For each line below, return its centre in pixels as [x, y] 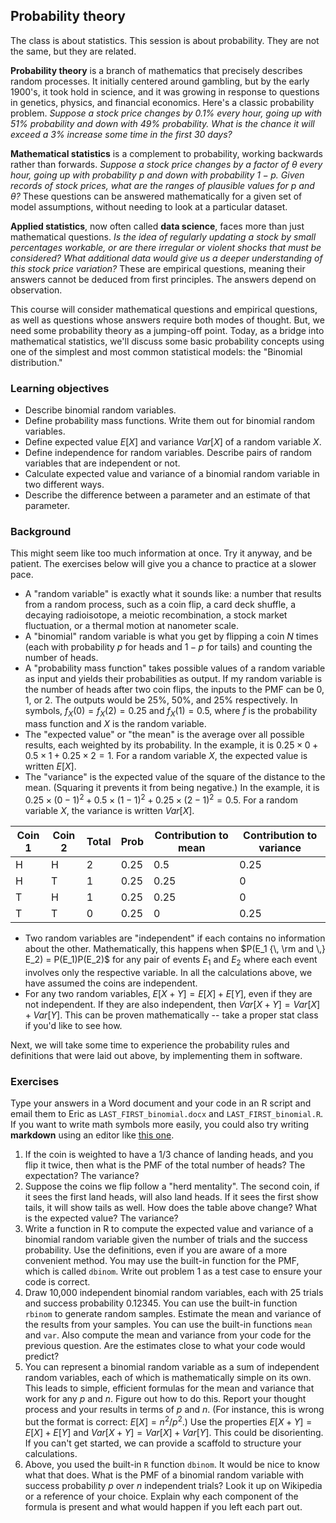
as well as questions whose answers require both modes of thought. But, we [167, 320]
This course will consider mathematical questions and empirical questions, [164, 309]
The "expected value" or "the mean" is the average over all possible [164, 735]
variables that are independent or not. [102, 463]
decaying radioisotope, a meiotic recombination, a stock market [156, 615]
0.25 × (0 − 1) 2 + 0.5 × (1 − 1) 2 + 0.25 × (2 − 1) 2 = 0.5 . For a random [161, 799]
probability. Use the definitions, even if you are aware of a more [156, 1250]
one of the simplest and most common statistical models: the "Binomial [156, 351]
